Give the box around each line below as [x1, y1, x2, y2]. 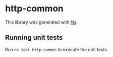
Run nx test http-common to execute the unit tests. [5, 46, 108, 52]
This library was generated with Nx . [5, 19, 78, 25]
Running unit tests [5, 33, 63, 42]
